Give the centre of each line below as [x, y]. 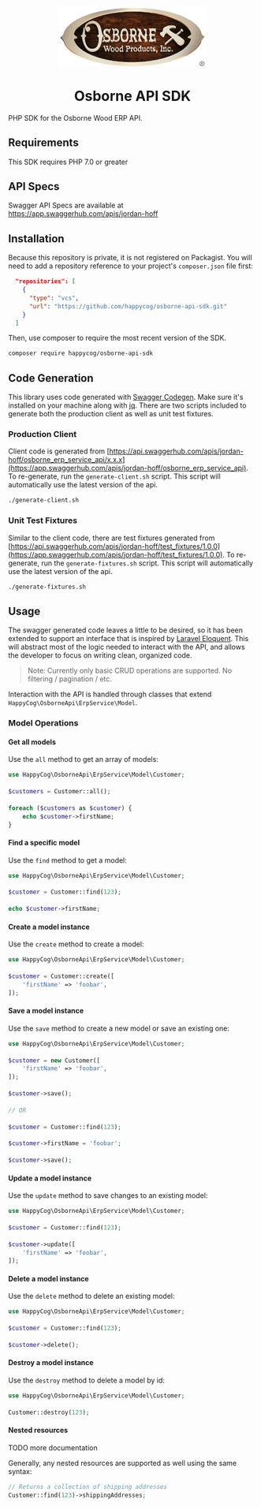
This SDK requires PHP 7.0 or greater [68, 162]
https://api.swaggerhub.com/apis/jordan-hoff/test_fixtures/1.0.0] [116, 546]
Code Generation [51, 378]
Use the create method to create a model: [76, 944]
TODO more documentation [53, 1447]
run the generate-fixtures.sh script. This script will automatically [147, 563]
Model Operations [43, 723]
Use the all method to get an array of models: [84, 759]
